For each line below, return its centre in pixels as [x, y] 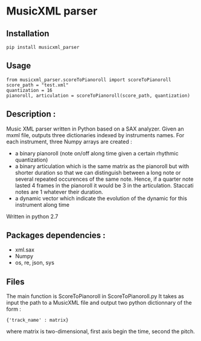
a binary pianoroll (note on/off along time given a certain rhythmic [97, 153]
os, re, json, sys [34, 263]
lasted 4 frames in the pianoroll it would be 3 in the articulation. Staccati [104, 185]
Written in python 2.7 [32, 216]
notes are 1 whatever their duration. [59, 192]
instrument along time [42, 204]
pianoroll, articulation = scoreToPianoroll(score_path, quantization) [98, 96]
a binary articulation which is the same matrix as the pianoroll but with [102, 166]
